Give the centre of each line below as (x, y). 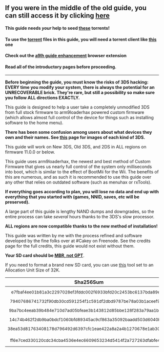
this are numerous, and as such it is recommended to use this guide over (78, 177)
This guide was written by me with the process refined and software (74, 236)
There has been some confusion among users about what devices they (79, 132)
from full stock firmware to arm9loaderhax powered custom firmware (75, 112)
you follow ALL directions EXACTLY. (42, 98)
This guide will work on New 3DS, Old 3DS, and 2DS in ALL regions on (76, 147)
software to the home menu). (34, 123)
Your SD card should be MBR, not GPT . (45, 255)
